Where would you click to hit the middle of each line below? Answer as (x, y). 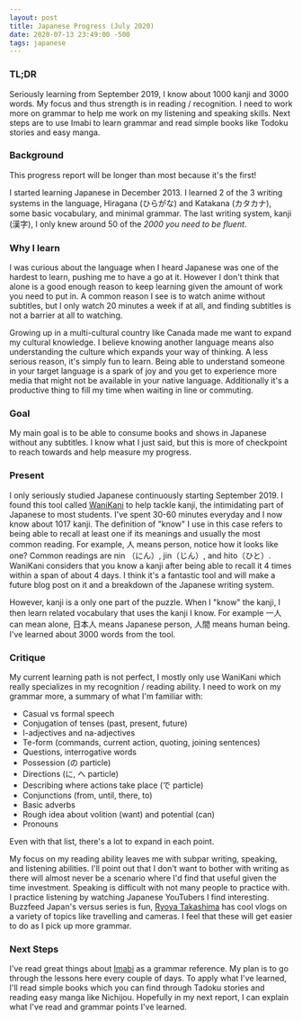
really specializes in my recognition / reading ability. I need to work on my (145, 687)
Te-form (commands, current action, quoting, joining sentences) (141, 743)
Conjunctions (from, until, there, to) (87, 795)
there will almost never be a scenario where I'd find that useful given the (143, 878)
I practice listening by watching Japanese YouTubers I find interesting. (139, 898)
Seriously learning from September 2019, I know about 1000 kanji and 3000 (149, 94)
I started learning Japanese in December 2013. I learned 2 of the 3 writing (146, 192)
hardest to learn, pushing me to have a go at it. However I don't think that (145, 277)
